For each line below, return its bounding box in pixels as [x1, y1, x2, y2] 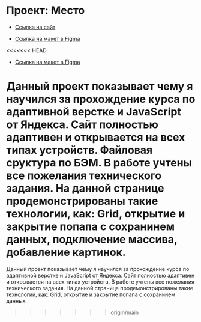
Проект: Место [6, 4, 85, 17]
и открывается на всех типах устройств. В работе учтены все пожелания [6, 278, 195, 285]
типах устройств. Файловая [6, 144, 153, 157]
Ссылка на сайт [14, 23, 56, 31]
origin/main [110, 309, 139, 316]
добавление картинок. [6, 246, 126, 259]
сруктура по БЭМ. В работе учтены [6, 156, 192, 170]
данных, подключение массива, [6, 232, 178, 246]
